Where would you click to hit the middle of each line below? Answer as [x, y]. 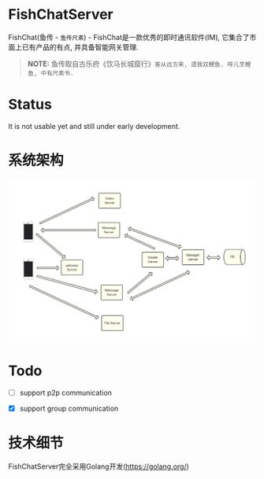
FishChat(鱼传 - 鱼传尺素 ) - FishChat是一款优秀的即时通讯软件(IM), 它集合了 [129, 37]
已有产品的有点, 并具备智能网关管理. [80, 47]
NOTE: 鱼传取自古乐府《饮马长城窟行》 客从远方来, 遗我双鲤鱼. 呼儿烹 [136, 64]
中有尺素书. [57, 73]
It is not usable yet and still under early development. [94, 126]
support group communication [69, 409]
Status [30, 105]
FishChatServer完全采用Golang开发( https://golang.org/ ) [99, 466]
